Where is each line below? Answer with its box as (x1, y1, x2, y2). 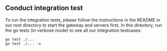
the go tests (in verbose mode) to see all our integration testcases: (5, 27, 142, 33)
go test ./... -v (5, 41, 41, 46)
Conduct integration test (5, 4, 83, 12)
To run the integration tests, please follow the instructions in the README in (5, 17, 161, 23)
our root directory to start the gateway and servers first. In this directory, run (5, 22, 162, 28)
